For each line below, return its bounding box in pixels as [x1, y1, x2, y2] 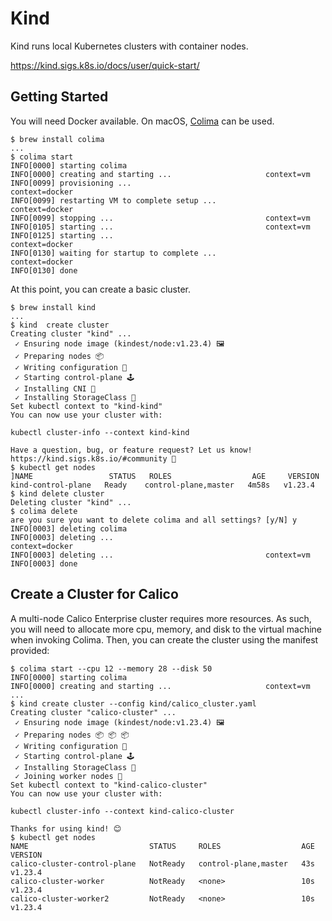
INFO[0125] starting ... [10, 230, 114, 241]
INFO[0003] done [10, 558, 78, 569]
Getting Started [10, 88, 109, 106]
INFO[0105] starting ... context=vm [10, 222, 311, 232]
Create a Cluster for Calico [10, 586, 179, 603]
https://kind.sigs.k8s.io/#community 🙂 [10, 453, 177, 464]
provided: [10, 644, 50, 656]
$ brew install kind [10, 302, 97, 312]
